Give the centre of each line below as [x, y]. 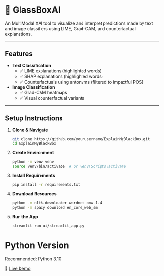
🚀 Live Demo [18, 268]
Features [19, 54]
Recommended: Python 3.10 [33, 259]
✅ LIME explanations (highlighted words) [60, 71]
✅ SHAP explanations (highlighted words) [61, 76]
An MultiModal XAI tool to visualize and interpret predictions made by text [79, 23]
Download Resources [34, 194]
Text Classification [31, 65]
